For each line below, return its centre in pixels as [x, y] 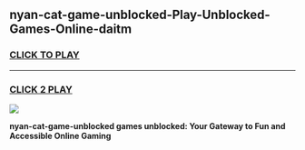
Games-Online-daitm [71, 30]
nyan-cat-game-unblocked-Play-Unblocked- [140, 15]
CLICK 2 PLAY [41, 89]
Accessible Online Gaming [60, 135]
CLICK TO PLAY [44, 55]
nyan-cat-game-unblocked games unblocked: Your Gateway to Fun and [148, 125]
